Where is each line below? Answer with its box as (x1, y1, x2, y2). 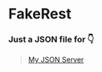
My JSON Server (27, 55, 84, 65)
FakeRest (8, 5, 72, 23)
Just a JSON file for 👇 (8, 34, 95, 45)
